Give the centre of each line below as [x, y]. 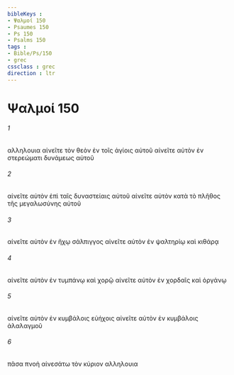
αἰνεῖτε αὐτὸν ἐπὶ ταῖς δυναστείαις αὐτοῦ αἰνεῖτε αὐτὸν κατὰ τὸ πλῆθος [114, 196]
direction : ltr [31, 73]
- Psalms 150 [27, 40]
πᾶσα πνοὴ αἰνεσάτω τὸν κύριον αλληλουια [73, 364]
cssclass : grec [31, 67]
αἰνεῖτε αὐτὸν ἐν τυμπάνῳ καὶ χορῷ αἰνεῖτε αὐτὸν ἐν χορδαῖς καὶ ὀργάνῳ [117, 280]
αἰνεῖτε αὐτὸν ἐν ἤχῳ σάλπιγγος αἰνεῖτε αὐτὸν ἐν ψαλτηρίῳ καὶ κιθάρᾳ [113, 242]
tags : [17, 47]
